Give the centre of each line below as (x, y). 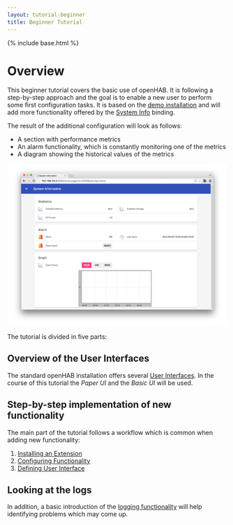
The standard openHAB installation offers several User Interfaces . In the (111, 375)
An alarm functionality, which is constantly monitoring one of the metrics (122, 147)
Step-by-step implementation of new (89, 405)
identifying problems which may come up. (68, 514)
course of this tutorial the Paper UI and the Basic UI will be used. (100, 383)
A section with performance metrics (69, 139)
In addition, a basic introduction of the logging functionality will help (105, 507)
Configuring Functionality (54, 461)
